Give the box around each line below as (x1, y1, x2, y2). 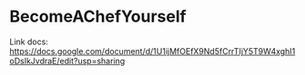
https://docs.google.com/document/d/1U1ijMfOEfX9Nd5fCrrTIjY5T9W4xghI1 (9, 45, 296, 56)
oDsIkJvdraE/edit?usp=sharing (9, 55, 126, 66)
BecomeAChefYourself (9, 6, 187, 27)
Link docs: (9, 36, 48, 47)
